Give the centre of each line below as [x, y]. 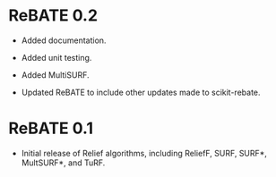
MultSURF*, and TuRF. [63, 163]
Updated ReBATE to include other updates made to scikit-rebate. [141, 92]
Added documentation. [64, 40]
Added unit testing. [56, 57]
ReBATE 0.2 [53, 16]
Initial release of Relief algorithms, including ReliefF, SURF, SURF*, [144, 153]
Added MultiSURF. [55, 75]
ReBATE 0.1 [51, 128]
